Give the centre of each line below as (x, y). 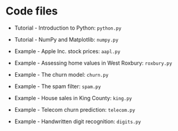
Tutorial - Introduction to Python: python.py (68, 28)
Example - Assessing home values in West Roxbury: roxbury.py (93, 63)
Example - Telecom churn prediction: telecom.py (75, 109)
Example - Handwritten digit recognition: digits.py (78, 121)
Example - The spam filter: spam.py (58, 86)
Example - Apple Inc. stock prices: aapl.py (67, 51)
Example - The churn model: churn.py (62, 74)
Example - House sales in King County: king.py (73, 98)
